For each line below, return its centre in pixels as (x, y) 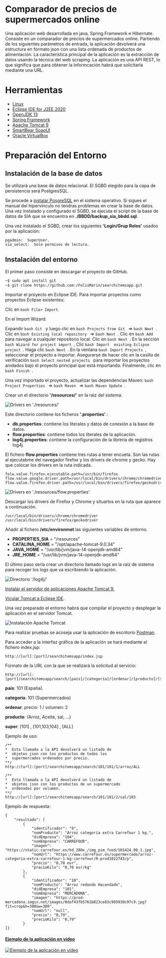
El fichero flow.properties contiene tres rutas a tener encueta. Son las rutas (82, 454)
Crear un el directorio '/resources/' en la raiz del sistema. (64, 395)
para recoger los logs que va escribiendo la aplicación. (61, 570)
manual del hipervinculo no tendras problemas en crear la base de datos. (80, 205)
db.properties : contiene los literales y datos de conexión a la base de (83, 424)
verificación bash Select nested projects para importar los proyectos (77, 360)
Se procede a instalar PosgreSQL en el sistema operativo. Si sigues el (76, 200)
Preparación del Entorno (56, 156)
